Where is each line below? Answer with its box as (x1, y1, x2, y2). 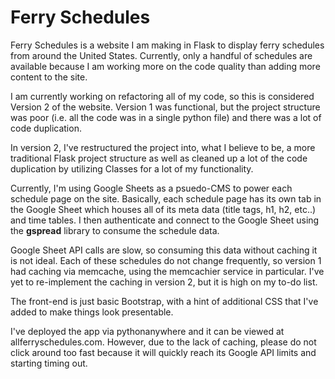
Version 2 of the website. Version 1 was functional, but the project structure (10, 101, 321, 113)
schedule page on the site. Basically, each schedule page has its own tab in (10, 192, 322, 205)
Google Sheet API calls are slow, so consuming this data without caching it (10, 244, 318, 256)
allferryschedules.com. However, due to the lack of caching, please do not (10, 336, 317, 348)
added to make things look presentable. (10, 306, 174, 318)
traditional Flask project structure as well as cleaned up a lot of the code (10, 152, 308, 164)
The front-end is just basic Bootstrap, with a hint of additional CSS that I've (10, 295, 319, 307)
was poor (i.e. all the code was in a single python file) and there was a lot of (10, 111, 322, 123)
